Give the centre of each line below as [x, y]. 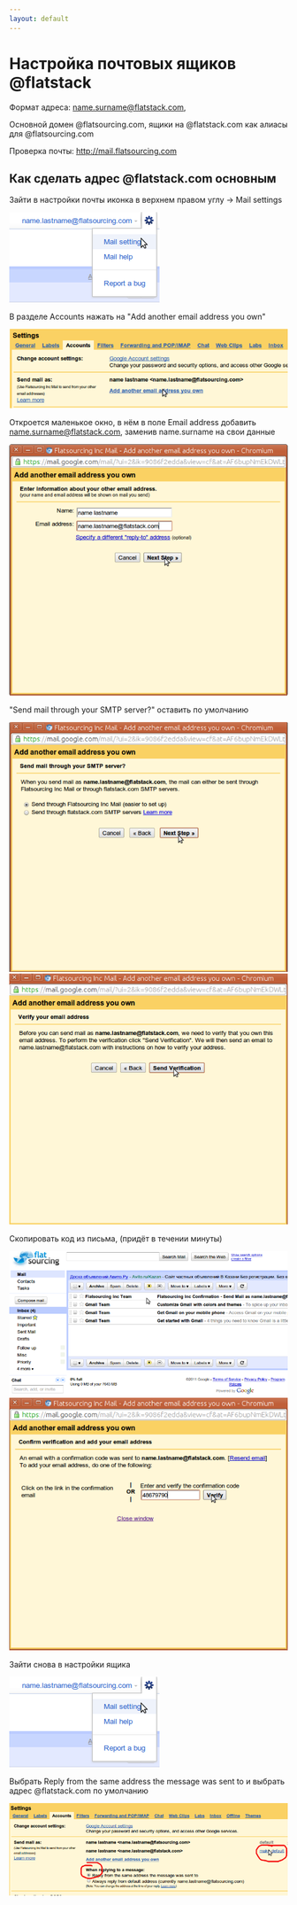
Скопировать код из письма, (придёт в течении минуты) [116, 1238]
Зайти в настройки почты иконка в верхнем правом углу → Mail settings [146, 200]
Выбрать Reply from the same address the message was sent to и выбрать [147, 1781]
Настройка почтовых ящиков [123, 63]
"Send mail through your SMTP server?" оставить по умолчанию [129, 710]
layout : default [39, 19]
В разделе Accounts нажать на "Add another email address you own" [138, 317]
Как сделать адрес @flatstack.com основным [143, 179]
